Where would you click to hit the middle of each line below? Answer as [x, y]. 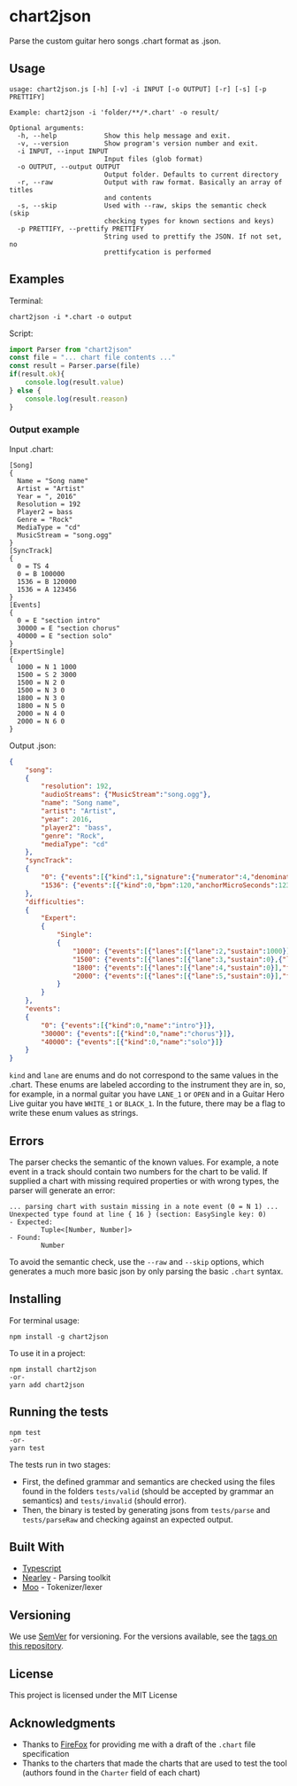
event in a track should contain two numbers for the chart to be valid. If [138, 1172]
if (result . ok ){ [37, 374]
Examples [37, 280]
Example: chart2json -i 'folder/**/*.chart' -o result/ [114, 113]
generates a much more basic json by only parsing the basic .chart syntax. [146, 1271]
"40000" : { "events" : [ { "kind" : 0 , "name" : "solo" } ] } [132, 1042]
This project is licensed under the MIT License [94, 1696]
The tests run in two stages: [60, 1464]
